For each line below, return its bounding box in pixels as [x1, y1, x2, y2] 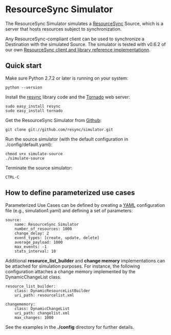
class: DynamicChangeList [14, 306, 70, 311]
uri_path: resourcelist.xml [14, 293, 74, 298]
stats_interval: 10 [14, 249, 56, 254]
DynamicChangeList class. [5, 274, 61, 280]
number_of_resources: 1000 [14, 226, 72, 231]
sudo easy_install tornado [5, 108, 63, 113]
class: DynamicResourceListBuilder [14, 288, 91, 293]
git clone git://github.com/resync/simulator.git [5, 127, 114, 132]
